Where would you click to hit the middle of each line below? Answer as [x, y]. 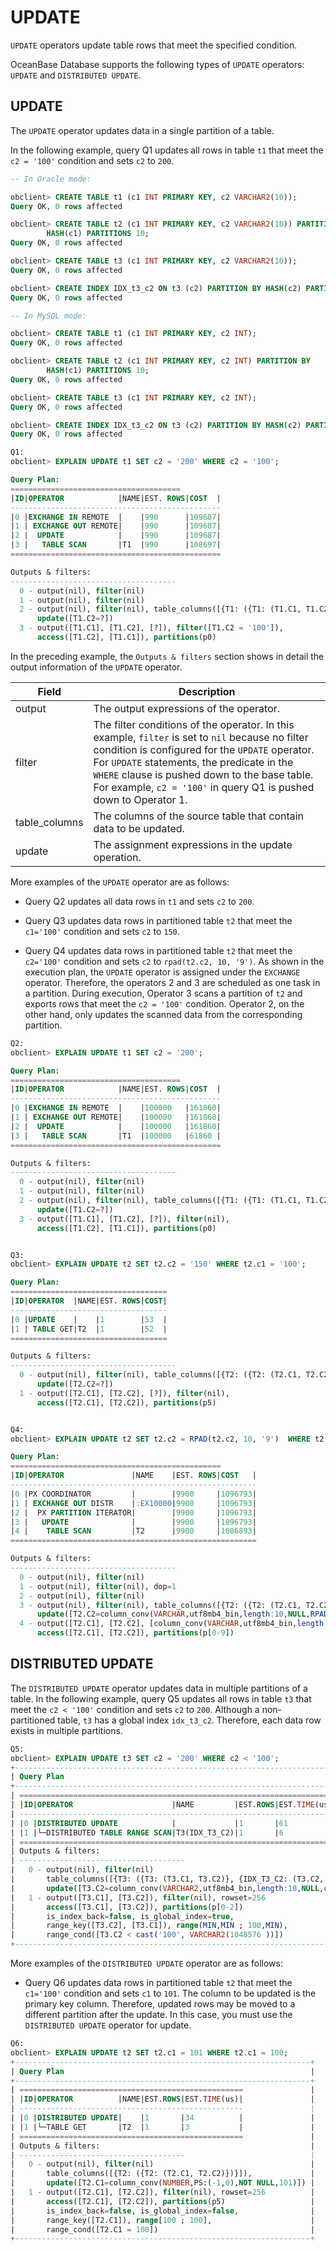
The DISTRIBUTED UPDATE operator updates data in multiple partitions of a [159, 1688]
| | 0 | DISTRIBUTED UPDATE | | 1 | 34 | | [162, 2118]
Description [207, 691]
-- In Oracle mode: [51, 179]
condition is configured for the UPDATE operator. [204, 749]
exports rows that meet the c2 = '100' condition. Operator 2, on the [164, 1003]
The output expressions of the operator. [187, 708]
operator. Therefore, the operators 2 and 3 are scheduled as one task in [172, 982]
